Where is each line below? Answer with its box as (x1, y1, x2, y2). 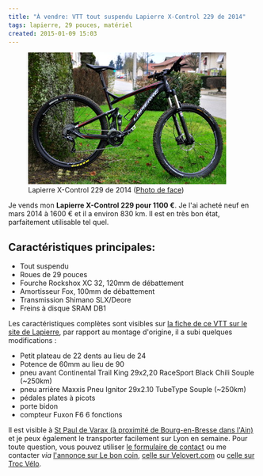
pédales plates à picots (19, 393, 96, 403)
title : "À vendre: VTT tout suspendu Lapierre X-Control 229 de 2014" (8, 13, 246, 21)
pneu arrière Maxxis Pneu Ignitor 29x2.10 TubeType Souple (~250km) (19, 385, 247, 394)
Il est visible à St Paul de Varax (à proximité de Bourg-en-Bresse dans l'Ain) (8, 425, 253, 435)
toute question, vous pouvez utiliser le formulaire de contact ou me (8, 442, 227, 451)
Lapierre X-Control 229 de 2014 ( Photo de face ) (28, 185, 185, 195)
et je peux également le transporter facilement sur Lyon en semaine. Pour (8, 434, 248, 444)
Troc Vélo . (8, 459, 42, 469)
